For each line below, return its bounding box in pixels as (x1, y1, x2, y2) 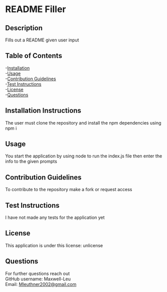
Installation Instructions (5, 106, 82, 115)
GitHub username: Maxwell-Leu (5, 276, 71, 282)
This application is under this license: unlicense (5, 242, 103, 248)
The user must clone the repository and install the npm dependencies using (5, 120, 161, 126)
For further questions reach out (5, 270, 70, 276)
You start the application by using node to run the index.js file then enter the (5, 153, 162, 159)
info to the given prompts (5, 158, 58, 164)
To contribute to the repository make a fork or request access (5, 187, 132, 193)
